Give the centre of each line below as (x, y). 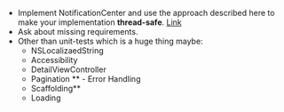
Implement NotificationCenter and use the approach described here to (146, 13)
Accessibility (54, 60)
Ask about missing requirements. (78, 32)
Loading (46, 98)
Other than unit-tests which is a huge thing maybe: (110, 41)
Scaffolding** (56, 88)
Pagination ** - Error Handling (86, 79)
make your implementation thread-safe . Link (99, 22)
